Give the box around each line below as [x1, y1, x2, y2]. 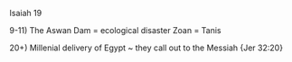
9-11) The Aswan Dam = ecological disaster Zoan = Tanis [9, 25, 221, 35]
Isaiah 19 [9, 8, 42, 18]
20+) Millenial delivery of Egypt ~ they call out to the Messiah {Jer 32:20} [9, 42, 283, 53]
